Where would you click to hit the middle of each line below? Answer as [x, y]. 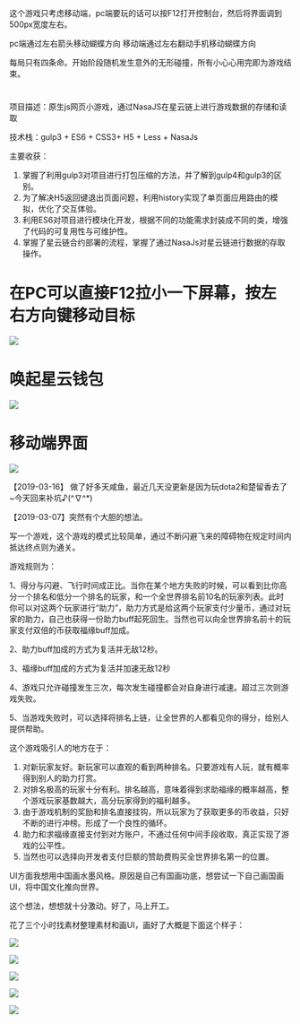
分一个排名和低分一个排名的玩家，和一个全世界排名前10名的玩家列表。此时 [147, 596]
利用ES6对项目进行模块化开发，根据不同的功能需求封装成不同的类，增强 [155, 220]
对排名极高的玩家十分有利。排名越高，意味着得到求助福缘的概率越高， [152, 789]
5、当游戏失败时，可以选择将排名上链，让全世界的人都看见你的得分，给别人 [149, 717]
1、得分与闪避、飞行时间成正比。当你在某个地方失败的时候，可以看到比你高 [148, 585]
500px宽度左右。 [41, 24]
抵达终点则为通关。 [45, 547]
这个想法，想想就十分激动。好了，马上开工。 [92, 906]
